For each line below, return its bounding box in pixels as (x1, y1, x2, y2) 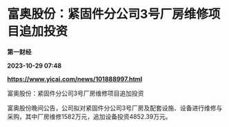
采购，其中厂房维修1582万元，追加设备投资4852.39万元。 (7, 112, 172, 121)
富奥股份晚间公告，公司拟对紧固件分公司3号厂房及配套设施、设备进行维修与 (7, 104, 223, 112)
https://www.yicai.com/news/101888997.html (7, 75, 143, 83)
